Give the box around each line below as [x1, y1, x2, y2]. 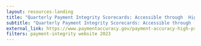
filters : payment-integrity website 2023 [6, 31, 111, 37]
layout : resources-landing [6, 8, 74, 15]
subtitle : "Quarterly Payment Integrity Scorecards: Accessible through [6, 20, 191, 26]
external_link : [6, 25, 44, 32]
